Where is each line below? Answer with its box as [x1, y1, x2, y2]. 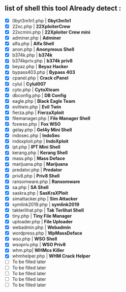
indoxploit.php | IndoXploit [12, 138, 69, 144]
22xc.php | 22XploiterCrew [12, 23, 71, 30]
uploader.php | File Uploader [12, 219, 73, 224]
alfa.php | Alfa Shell [12, 41, 54, 47]
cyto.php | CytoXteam [12, 86, 59, 93]
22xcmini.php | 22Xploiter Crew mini [12, 29, 90, 35]
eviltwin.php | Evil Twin [12, 104, 61, 110]
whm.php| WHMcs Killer [12, 247, 65, 253]
